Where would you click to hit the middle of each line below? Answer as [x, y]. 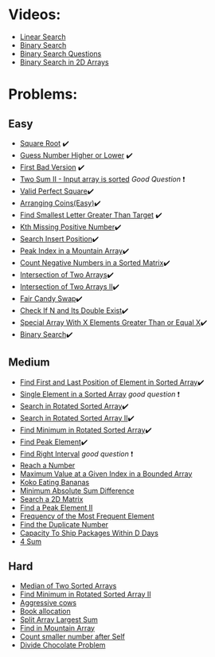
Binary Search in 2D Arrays [64, 62]
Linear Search [43, 37]
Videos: [35, 15]
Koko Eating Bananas [55, 482]
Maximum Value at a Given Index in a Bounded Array [106, 473]
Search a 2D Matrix [51, 499]
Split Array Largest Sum [59, 620]
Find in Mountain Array [57, 628]
